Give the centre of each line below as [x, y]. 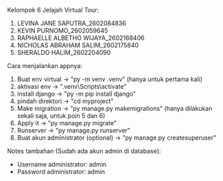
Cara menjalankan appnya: [45, 66]
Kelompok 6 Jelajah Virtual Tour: [53, 10]
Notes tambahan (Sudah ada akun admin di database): [84, 151]
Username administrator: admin [62, 164]
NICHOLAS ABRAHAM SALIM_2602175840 [78, 45]
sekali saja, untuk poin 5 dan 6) [61, 116]
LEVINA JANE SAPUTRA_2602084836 [72, 23]
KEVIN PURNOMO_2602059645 [62, 31]
